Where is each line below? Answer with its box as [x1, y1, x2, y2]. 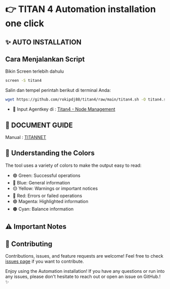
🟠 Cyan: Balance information [12, 206, 74, 212]
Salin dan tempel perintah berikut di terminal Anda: [5, 87, 111, 93]
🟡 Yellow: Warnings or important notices [12, 185, 98, 191]
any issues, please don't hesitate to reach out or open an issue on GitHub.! [5, 273, 161, 279]
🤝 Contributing [5, 239, 53, 248]
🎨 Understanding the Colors [5, 149, 95, 158]
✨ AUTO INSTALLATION [5, 38, 82, 46]
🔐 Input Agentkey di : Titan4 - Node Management [12, 106, 115, 112]
